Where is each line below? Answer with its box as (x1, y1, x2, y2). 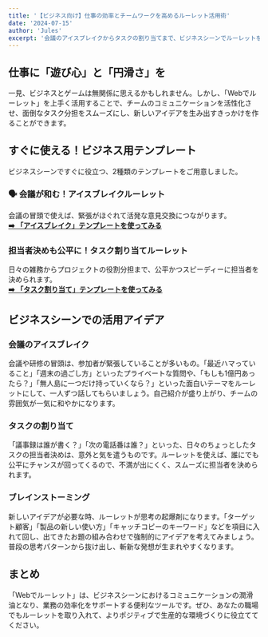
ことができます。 (14, 118, 71, 128)
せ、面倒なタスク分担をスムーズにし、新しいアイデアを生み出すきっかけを (8, 109, 253, 118)
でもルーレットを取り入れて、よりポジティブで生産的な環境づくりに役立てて (8, 610, 259, 619)
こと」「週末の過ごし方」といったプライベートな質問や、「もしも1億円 (14, 368, 242, 378)
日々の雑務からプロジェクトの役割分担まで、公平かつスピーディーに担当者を (8, 265, 259, 274)
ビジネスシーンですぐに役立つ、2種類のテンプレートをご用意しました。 (8, 166, 242, 176)
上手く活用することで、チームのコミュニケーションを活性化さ (49, 98, 253, 108)
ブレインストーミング (8, 492, 90, 504)
